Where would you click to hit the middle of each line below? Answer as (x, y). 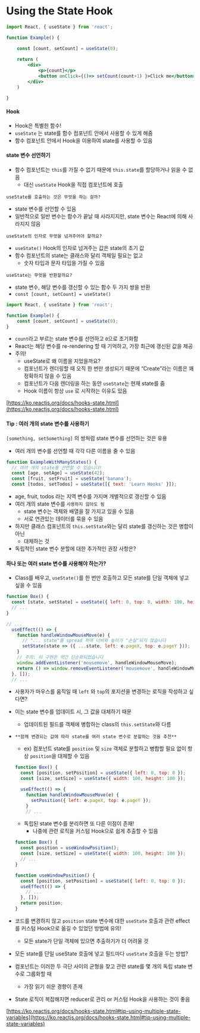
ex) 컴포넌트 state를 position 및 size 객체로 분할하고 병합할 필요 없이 (105, 749)
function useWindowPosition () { (55, 875)
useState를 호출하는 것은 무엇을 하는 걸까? (54, 197)
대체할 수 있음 (74, 756)
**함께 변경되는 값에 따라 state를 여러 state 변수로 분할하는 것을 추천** (96, 737)
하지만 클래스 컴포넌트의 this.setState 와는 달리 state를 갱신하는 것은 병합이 (104, 526)
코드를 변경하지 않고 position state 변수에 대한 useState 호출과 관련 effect (102, 921)
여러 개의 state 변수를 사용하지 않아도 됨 (60, 504)
